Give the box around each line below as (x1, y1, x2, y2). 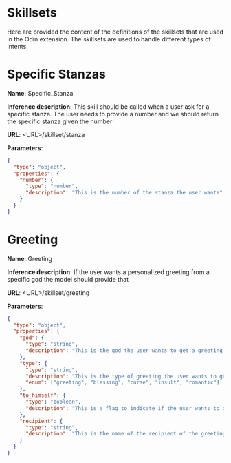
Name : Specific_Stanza (7, 89, 74, 97)
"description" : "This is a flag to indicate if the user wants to (25, 404, 220, 411)
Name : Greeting (7, 254, 53, 263)
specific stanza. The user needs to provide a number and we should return (7, 110, 219, 118)
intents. (7, 42, 29, 50)
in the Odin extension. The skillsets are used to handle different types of (7, 34, 211, 43)
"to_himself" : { (19, 392, 67, 399)
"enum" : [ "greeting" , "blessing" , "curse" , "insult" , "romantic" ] (25, 379, 220, 387)
